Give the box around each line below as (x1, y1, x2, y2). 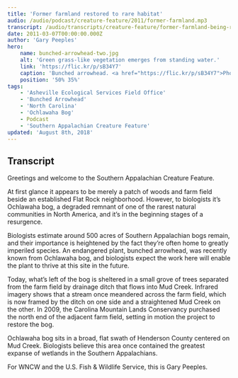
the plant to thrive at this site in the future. (7, 261, 130, 270)
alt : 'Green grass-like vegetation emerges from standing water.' (20, 57, 220, 64)
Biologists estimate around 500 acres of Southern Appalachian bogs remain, (7, 231, 230, 240)
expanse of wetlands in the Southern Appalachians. (7, 349, 158, 357)
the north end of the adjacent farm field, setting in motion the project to (7, 313, 215, 321)
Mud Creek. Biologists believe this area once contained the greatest (7, 341, 205, 350)
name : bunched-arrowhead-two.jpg (20, 50, 119, 57)
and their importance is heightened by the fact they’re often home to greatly (7, 239, 229, 248)
